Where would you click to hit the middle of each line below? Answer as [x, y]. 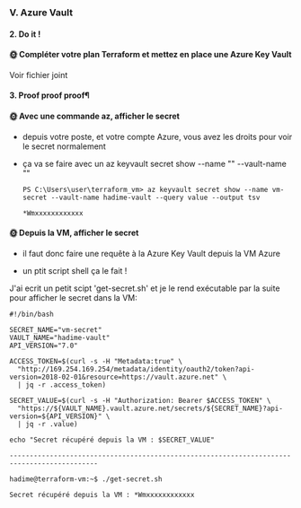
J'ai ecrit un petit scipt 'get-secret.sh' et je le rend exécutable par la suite [145, 288]
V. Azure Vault [41, 13]
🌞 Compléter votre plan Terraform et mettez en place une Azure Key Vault [150, 55]
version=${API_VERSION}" [56, 416]
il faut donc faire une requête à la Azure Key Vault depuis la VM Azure [151, 253]
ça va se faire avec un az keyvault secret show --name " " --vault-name [155, 163]
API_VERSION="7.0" [44, 346]
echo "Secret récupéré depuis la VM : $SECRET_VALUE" [112, 440]
